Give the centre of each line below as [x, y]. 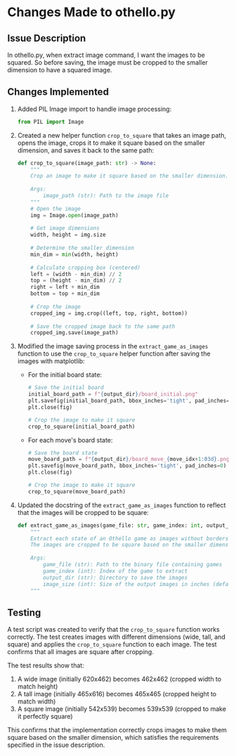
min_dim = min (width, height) [74, 254]
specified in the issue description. [56, 745]
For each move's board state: [70, 440]
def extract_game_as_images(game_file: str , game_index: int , [110, 525]
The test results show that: [46, 665]
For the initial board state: [65, 375]
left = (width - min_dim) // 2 [76, 274]
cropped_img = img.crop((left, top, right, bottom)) [109, 313]
